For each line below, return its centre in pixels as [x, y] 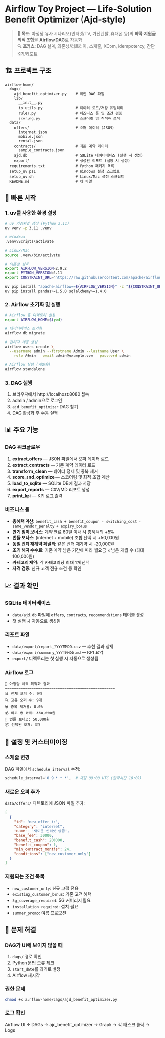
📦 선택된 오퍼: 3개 [23, 725]
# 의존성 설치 [17, 264]
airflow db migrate [25, 333]
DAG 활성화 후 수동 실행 [35, 413]
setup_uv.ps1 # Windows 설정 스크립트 [65, 171]
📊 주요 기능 [22, 430]
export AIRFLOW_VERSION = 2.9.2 [36, 268]
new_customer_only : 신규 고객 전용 [45, 888]
